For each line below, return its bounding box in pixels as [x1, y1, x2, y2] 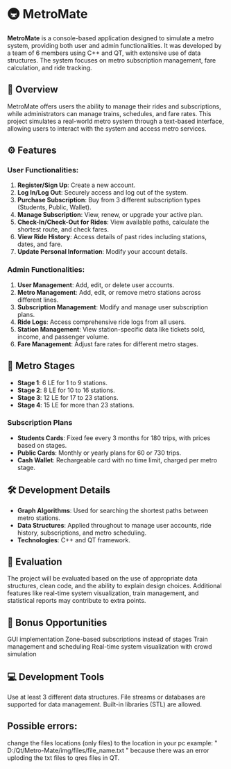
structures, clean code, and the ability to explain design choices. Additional [7, 582, 222, 590]
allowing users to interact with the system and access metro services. [7, 124, 207, 133]
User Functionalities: [7, 165, 79, 175]
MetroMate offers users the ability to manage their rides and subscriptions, [7, 102, 221, 111]
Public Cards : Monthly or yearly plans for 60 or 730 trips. [17, 448, 182, 457]
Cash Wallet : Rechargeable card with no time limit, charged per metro [17, 455, 217, 464]
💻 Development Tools [7, 671, 105, 683]
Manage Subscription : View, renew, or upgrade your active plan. [17, 211, 203, 219]
